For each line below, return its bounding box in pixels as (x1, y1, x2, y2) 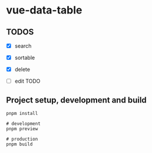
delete (14, 66, 31, 73)
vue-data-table (6, 4, 82, 17)
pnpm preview (6, 126, 38, 132)
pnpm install (6, 111, 38, 117)
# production (6, 136, 38, 142)
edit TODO (14, 77, 41, 85)
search (14, 42, 32, 49)
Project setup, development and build (6, 95, 147, 105)
